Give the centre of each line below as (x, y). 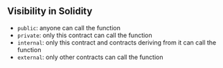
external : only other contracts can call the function (90, 57)
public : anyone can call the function (69, 27)
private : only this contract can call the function (84, 35)
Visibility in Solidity (50, 11)
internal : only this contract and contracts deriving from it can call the (117, 42)
